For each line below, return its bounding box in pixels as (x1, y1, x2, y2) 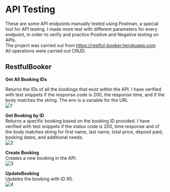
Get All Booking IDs (5, 76, 47, 82)
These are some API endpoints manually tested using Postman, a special (5, 20, 159, 27)
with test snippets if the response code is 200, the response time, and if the (5, 91, 165, 98)
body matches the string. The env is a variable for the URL (5, 97, 129, 103)
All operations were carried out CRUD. (5, 48, 86, 54)
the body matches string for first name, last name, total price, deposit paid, (5, 129, 163, 135)
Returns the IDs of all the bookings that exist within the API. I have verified (5, 86, 161, 92)
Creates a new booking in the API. (5, 155, 77, 161)
